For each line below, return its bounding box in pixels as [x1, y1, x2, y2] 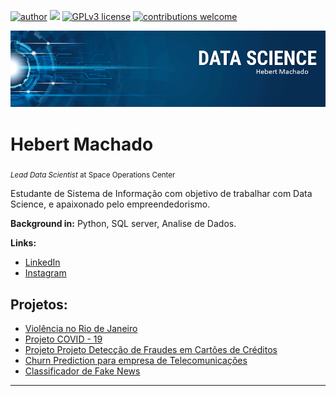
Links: [10, 237, 37, 249]
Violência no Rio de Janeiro [24, 323, 138, 335]
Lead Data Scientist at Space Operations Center [10, 170, 176, 180]
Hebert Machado [10, 133, 154, 155]
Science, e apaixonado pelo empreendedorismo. [10, 198, 211, 210]
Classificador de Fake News [24, 365, 141, 377]
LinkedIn [24, 256, 61, 269]
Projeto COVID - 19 [24, 333, 103, 345]
